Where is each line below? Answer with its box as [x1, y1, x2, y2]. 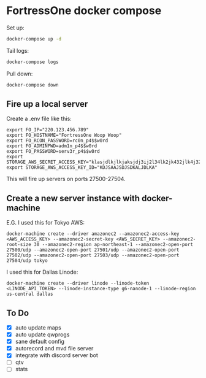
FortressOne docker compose [6, 4, 162, 18]
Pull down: [6, 70, 33, 77]
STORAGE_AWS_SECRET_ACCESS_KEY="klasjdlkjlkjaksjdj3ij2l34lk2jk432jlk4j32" [6, 159, 204, 166]
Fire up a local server [6, 99, 88, 109]
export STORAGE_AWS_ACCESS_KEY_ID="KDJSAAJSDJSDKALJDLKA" [6, 164, 158, 171]
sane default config [15, 338, 65, 345]
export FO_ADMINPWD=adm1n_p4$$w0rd [6, 143, 97, 149]
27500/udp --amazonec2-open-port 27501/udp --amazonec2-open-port [6, 247, 180, 253]
